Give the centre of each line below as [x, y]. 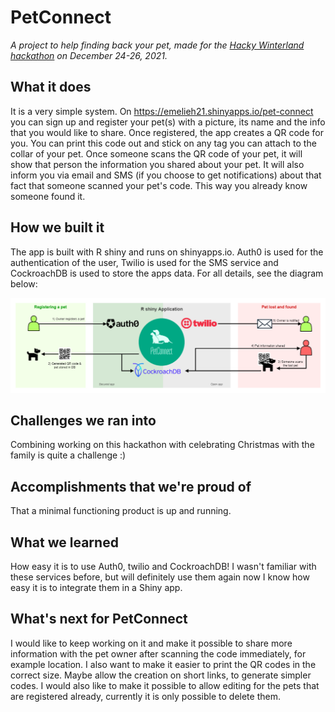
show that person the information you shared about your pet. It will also [157, 164]
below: [24, 283]
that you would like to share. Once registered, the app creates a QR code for [167, 132]
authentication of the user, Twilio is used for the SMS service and [144, 262]
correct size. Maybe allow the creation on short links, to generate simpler [161, 675]
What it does [51, 87]
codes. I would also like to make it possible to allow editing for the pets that [165, 685]
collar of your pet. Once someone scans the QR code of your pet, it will [156, 153]
